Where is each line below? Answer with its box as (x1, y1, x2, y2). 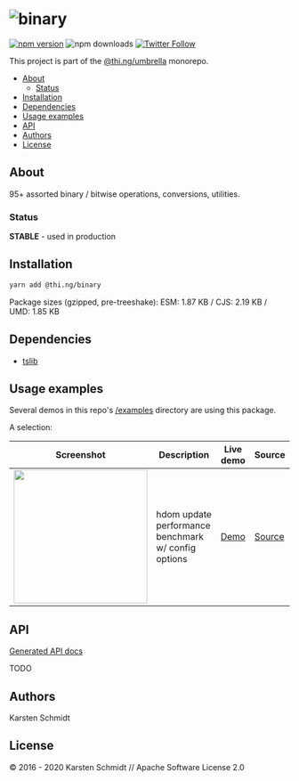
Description (158, 449, 210, 461)
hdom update (156, 508, 212, 521)
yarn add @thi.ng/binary (9, 281, 101, 289)
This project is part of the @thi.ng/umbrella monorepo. (9, 55, 209, 66)
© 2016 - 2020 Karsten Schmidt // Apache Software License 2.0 (9, 761, 245, 772)
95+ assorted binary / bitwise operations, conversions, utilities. (9, 188, 240, 199)
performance (156, 519, 211, 532)
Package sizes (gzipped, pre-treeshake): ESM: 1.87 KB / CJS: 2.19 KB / (9, 297, 268, 307)
